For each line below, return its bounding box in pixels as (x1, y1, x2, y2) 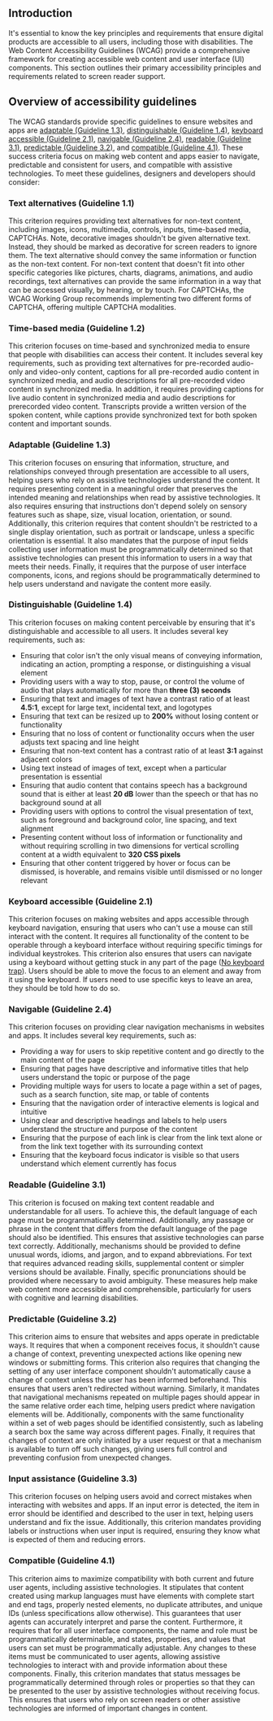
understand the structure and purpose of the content (19, 1125, 197, 1134)
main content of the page (19, 1055, 106, 1065)
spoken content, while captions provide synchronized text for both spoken (8, 410, 258, 420)
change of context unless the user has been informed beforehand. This (8, 1375, 247, 1384)
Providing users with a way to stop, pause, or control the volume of (19, 676, 245, 686)
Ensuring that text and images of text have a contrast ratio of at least (19, 693, 250, 703)
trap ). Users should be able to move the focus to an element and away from (8, 966, 262, 976)
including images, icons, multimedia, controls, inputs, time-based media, (8, 224, 251, 234)
